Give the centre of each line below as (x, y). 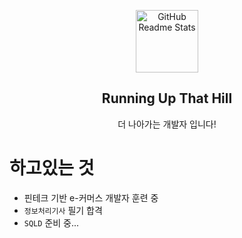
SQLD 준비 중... (51, 222)
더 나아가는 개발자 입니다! (167, 124)
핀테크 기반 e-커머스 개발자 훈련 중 (91, 197)
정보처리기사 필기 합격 (63, 210)
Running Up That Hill (167, 98)
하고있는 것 (52, 168)
